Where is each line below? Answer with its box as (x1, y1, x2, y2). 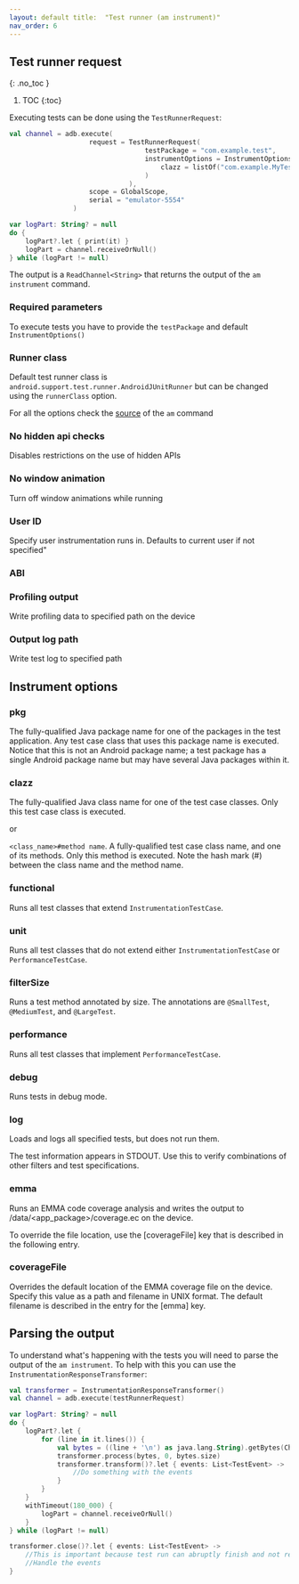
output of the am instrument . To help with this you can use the (9, 1359, 237, 1369)
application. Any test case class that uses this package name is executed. (9, 735, 279, 746)
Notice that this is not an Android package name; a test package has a (9, 745, 267, 756)
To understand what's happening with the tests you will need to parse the (9, 1350, 279, 1361)
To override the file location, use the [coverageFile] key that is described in (9, 1230, 284, 1240)
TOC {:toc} (21, 95, 62, 106)
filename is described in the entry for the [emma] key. (9, 1300, 206, 1311)
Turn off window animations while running (9, 492, 163, 503)
